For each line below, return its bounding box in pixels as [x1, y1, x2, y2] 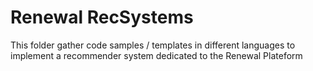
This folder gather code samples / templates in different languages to [10, 39, 296, 51]
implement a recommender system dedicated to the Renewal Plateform [10, 49, 303, 61]
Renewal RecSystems [10, 6, 194, 29]
